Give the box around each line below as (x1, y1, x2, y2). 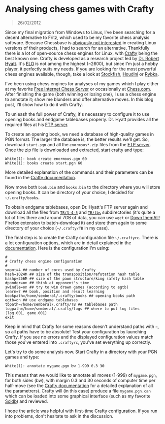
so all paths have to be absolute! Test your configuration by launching (5, 328, 147, 334)
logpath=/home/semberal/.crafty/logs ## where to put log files (5, 306, 140, 311)
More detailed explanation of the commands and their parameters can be (5, 169, 154, 175)
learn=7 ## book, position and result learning (5, 289, 105, 294)
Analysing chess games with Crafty (5, 3, 154, 15)
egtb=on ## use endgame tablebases (5, 297, 78, 302)
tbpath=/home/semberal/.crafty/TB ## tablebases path (5, 302, 118, 307)
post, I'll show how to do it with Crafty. (5, 101, 83, 107)
